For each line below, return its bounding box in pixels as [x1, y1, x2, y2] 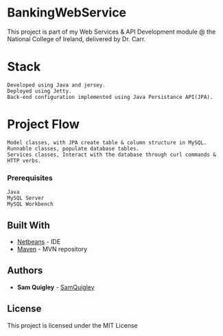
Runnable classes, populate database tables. [7, 145, 139, 152]
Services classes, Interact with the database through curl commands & [7, 151, 216, 158]
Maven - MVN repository [16, 245, 88, 253]
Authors [7, 265, 43, 276]
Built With [7, 219, 50, 231]
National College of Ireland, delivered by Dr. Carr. [7, 34, 146, 43]
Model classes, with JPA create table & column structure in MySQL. [7, 139, 207, 146]
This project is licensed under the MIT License [7, 321, 139, 329]
